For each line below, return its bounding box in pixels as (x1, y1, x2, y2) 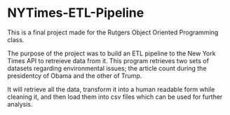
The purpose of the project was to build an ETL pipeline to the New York (7, 49, 216, 57)
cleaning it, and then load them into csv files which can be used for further (7, 93, 223, 101)
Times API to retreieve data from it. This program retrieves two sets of (7, 56, 209, 65)
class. (7, 35, 25, 43)
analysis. (7, 100, 33, 108)
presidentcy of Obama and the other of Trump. (7, 72, 142, 80)
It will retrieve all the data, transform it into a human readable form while (7, 85, 215, 93)
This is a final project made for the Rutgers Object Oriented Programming (7, 28, 219, 36)
